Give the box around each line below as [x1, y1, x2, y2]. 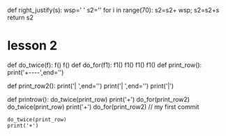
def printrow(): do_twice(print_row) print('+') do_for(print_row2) [7, 95, 190, 103]
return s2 [7, 13, 33, 22]
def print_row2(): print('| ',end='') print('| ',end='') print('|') [7, 82, 174, 90]
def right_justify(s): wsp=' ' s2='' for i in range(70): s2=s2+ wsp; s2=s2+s [7, 6, 220, 14]
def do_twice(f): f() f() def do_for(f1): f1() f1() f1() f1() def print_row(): [7, 61, 202, 69]
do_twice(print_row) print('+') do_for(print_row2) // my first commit [7, 103, 199, 111]
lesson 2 [7, 38, 58, 54]
